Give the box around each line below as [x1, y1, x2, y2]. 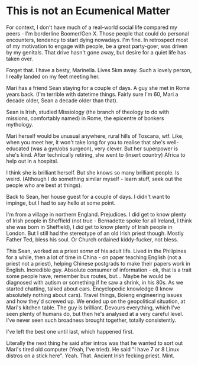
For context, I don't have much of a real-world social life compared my [6, 24, 177, 31]
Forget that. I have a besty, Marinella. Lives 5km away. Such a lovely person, [6, 66, 192, 73]
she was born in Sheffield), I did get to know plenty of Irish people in [6, 223, 173, 230]
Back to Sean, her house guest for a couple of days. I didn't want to [6, 193, 170, 200]
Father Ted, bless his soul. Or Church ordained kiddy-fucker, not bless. [6, 235, 178, 243]
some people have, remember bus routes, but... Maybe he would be [6, 272, 171, 279]
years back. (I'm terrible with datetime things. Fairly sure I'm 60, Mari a [6, 91, 178, 98]
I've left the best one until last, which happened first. [6, 328, 134, 335]
